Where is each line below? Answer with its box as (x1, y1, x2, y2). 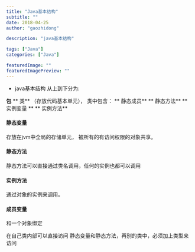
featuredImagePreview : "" (6, 68, 70, 74)
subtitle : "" (6, 14, 38, 20)
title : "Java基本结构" (6, 8, 58, 15)
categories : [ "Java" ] (6, 52, 60, 58)
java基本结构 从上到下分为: (14, 85, 80, 92)
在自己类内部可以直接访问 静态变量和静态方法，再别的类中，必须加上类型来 (6, 232, 189, 239)
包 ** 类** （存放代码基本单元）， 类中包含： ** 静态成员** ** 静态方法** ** (6, 97, 188, 104)
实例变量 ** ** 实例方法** (6, 104, 68, 112)
